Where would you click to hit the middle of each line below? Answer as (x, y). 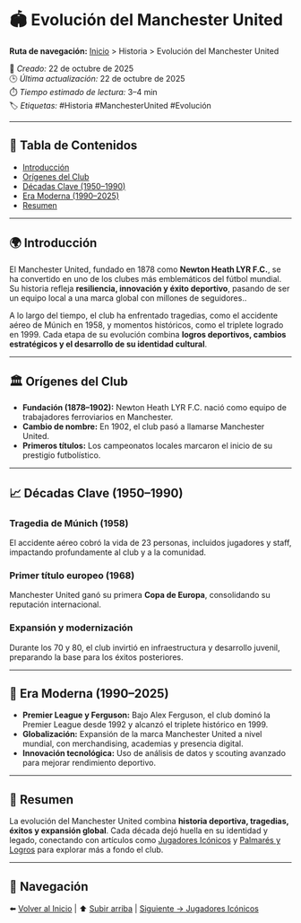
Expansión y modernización (71, 628)
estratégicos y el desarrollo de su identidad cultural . (108, 344)
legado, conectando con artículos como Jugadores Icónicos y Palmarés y (145, 840)
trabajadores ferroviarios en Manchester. (98, 418)
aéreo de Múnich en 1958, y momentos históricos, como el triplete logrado (146, 325)
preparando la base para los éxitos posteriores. (96, 657)
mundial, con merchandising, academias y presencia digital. (133, 743)
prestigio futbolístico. (61, 455)
